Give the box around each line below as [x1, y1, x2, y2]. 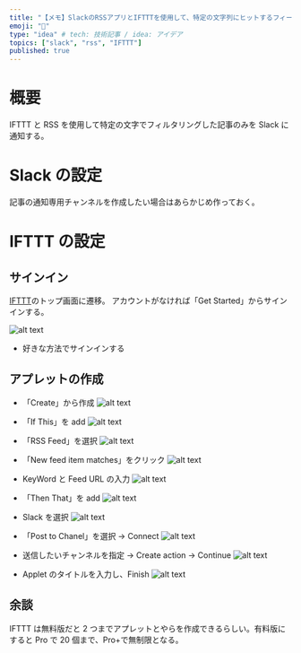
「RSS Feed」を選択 [21, 435, 99, 446]
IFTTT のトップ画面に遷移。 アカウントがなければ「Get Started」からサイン [9, 295, 288, 306]
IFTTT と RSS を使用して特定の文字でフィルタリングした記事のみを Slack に [9, 119, 289, 130]
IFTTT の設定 [9, 231, 106, 252]
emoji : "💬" [9, 22, 50, 30]
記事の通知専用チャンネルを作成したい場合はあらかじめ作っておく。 [9, 196, 260, 207]
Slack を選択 [21, 511, 69, 522]
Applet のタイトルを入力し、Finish [21, 569, 150, 579]
